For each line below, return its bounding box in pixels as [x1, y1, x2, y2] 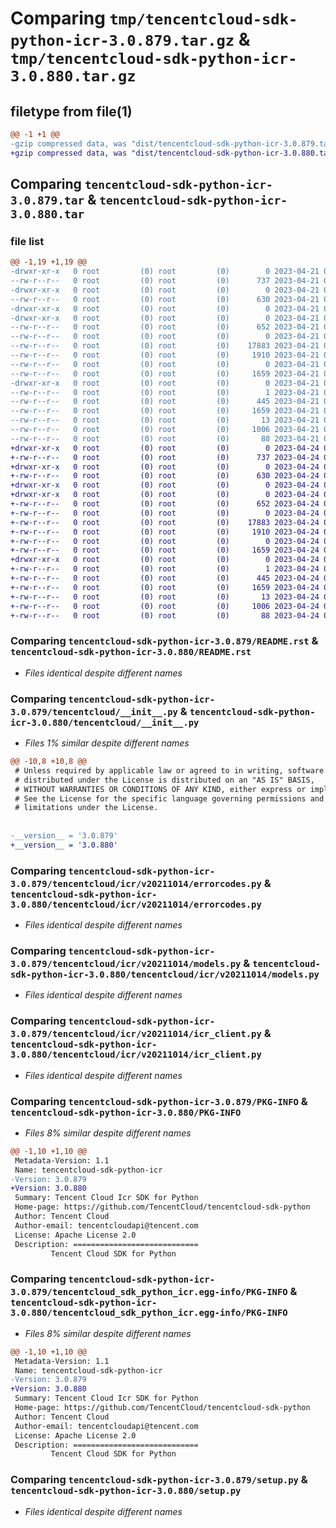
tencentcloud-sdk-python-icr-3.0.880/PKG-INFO [10, 1107, 242, 1118]
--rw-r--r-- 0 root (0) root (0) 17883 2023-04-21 [10, 341, 320, 351]
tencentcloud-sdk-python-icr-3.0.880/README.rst [10, 647, 252, 658]
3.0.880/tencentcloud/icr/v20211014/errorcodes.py [10, 898, 262, 910]
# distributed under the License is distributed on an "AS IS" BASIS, [14, 775, 315, 785]
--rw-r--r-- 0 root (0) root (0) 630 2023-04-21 [10, 294, 320, 304]
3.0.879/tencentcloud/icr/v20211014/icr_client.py [10, 1028, 262, 1040]
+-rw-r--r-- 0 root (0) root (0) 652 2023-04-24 [10, 499, 320, 509]
